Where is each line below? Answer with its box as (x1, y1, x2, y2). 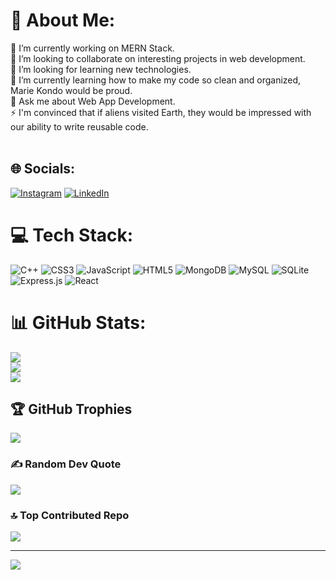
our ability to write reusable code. (10, 120, 149, 133)
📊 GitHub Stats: (10, 311, 147, 334)
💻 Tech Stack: (10, 224, 134, 246)
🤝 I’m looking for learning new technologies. (10, 63, 192, 75)
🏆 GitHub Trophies (10, 401, 133, 418)
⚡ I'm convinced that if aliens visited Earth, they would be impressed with (10, 106, 312, 118)
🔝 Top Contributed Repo (10, 508, 130, 522)
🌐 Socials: (10, 160, 76, 178)
